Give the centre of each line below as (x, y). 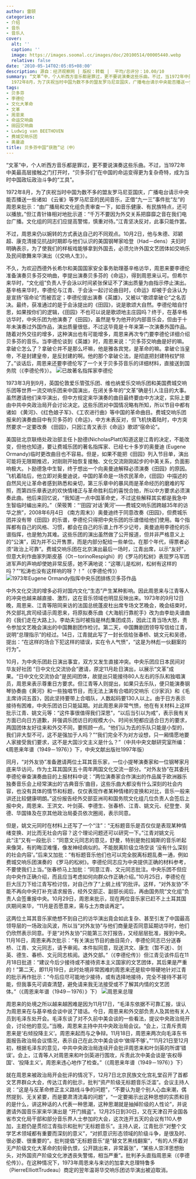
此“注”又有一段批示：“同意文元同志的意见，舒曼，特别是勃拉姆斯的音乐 (91, 840)
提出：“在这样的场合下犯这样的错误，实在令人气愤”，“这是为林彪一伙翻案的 (96, 642)
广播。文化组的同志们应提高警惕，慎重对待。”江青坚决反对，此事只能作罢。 (100, 221)
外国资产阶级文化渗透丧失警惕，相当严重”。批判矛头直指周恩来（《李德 (106, 1155)
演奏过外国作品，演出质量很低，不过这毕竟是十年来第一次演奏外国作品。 (103, 326)
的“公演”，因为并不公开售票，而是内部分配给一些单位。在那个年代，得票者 (95, 541)
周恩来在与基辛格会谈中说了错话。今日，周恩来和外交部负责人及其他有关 (98, 1011)
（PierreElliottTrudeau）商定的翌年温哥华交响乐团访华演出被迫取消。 (88, 1170)
